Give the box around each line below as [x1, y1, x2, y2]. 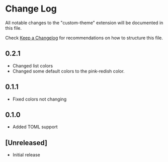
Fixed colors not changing [12, 96, 67, 102]
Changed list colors [12, 62, 53, 68]
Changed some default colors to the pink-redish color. [12, 68, 125, 74]
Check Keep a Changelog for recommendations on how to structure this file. [5, 35, 163, 41]
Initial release [12, 152, 40, 158]
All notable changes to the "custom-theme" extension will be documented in [5, 20, 163, 26]
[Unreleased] [5, 138, 48, 147]
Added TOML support [12, 124, 58, 130]
